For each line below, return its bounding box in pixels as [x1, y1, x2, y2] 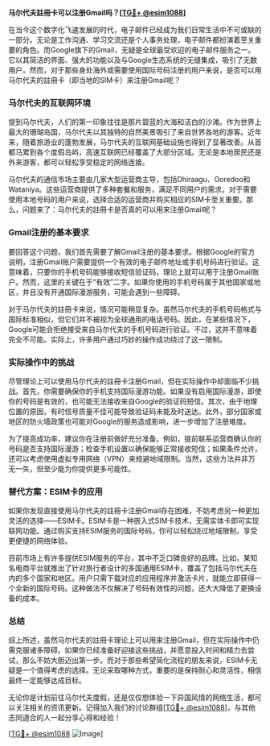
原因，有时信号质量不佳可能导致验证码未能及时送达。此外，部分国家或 [29, 406, 262, 416]
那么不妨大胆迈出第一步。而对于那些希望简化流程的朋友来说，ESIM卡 [22, 656, 251, 665]
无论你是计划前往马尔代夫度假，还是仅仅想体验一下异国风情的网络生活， [8, 693, 247, 702]
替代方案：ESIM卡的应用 [8, 486, 103, 497]
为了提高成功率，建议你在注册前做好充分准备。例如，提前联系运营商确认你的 [8, 433, 262, 443]
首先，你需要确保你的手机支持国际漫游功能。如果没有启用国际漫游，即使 [22, 386, 262, 396]
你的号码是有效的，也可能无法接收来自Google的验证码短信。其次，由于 [8, 396, 243, 406]
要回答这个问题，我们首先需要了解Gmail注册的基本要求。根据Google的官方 [8, 247, 256, 256]
